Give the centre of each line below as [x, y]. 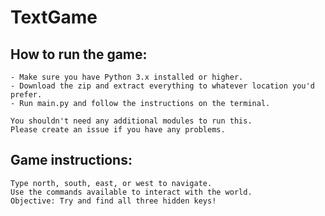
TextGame [54, 17]
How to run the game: [79, 54]
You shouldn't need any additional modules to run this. [131, 121]
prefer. [26, 95]
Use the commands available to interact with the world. [131, 192]
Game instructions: [71, 160]
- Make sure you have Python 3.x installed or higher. [127, 77]
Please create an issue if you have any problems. [118, 130]
